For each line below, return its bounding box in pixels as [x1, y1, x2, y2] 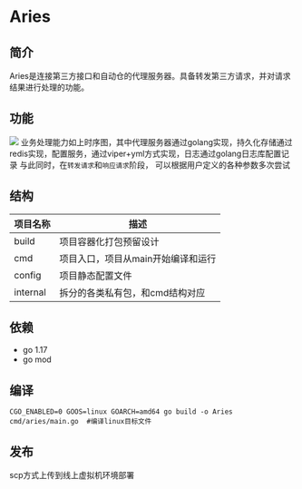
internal [14, 286, 47, 298]
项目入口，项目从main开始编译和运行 [59, 252, 217, 265]
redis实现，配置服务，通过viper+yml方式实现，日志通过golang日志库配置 [9, 148, 282, 159]
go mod [22, 354, 52, 365]
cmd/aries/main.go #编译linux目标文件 [9, 417, 152, 426]
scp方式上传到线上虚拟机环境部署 [9, 470, 134, 481]
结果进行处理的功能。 [9, 82, 89, 93]
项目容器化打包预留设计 [59, 235, 161, 248]
